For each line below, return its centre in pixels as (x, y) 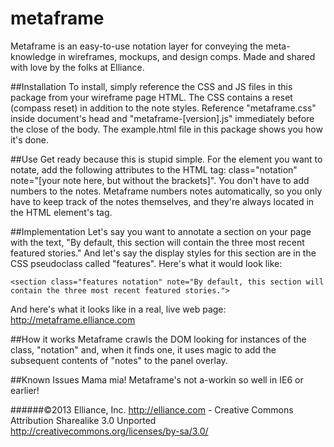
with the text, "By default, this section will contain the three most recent (157, 242)
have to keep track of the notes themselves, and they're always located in (162, 201)
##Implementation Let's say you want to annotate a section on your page (161, 231)
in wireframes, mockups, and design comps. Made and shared (187, 56)
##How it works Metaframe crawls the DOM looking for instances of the (158, 339)
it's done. (29, 139)
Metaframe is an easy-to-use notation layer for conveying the (137, 46)
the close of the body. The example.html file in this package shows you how (166, 129)
